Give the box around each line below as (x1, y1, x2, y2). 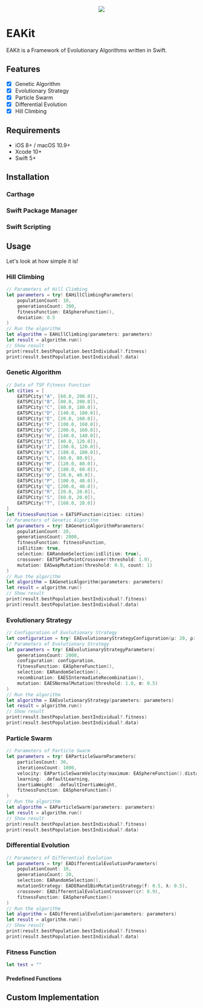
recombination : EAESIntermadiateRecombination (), (17, 675, 145, 681)
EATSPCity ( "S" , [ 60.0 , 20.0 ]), (17, 494, 96, 501)
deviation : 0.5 (17, 314, 56, 320)
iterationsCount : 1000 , (17, 764, 77, 771)
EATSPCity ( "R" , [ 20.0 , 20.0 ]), (17, 489, 96, 495)
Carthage (6, 190, 35, 199)
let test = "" (6, 962, 42, 968)
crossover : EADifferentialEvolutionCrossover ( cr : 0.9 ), (17, 888, 161, 895)
